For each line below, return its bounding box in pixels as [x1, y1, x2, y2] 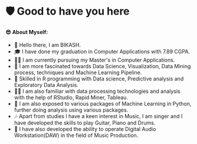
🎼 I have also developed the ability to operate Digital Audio [14, 126, 156, 133]
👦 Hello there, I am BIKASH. [14, 42, 81, 49]
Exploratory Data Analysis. [14, 82, 79, 89]
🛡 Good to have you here [5, 5, 130, 18]
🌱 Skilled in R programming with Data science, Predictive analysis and [14, 75, 184, 82]
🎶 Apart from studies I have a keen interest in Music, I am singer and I [14, 113, 183, 120]
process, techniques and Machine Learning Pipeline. [14, 69, 142, 76]
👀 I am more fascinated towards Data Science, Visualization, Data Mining [14, 63, 191, 70]
